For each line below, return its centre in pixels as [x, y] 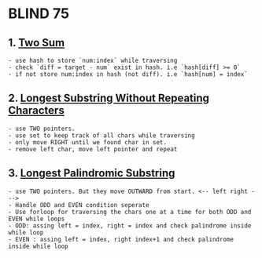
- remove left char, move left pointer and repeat [93, 149]
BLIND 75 [39, 14]
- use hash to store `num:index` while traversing [93, 60]
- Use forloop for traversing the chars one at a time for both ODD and [130, 212]
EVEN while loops [37, 219]
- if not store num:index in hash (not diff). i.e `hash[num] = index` [128, 74]
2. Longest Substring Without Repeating [109, 98]
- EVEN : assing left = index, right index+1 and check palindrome [121, 239]
